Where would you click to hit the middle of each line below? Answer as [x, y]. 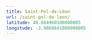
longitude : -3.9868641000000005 [46, 28]
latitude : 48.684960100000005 [44, 22]
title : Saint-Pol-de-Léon [38, 11]
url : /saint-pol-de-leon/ [38, 17]
